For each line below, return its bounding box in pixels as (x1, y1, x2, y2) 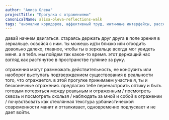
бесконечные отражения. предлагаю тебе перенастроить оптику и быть (5, 83, 162, 89)
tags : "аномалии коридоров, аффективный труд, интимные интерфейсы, (5, 21, 152, 27)
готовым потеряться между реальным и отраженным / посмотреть (5, 88, 151, 94)
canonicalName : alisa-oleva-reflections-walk (5, 17, 102, 22)
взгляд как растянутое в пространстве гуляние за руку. (5, 56, 125, 63)
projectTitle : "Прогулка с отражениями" (5, 12, 92, 17)
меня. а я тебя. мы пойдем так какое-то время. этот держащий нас (5, 51, 150, 57)
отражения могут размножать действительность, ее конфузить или (5, 67, 152, 73)
